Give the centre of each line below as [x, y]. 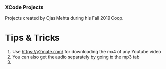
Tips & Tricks [33, 38]
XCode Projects [24, 7]
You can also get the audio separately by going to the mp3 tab [76, 57]
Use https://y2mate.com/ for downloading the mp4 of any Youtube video [86, 52]
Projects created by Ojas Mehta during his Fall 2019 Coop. [64, 18]
